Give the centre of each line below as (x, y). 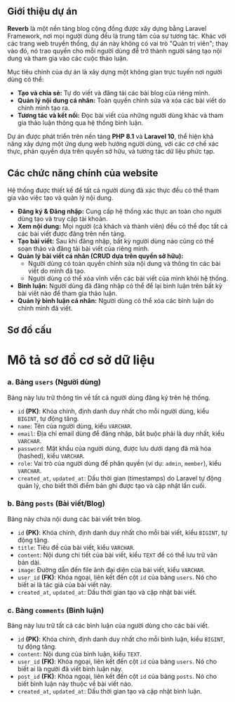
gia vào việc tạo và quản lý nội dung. (60, 197)
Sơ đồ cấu (29, 330)
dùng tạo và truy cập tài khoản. (62, 218)
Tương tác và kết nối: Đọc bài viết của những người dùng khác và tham (120, 115)
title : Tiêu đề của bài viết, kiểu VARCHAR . (76, 547)
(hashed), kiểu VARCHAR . (51, 456)
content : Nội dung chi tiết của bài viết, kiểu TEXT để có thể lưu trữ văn (117, 555)
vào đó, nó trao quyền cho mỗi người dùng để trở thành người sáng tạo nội (115, 50)
